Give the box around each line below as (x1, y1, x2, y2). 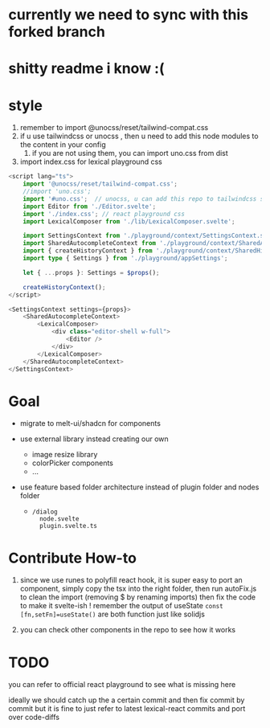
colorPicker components (31, 458, 114, 468)
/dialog (31, 508, 58, 516)
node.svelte (39, 515, 80, 523)
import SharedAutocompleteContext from (22, 239, 157, 247)
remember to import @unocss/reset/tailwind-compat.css (19, 123, 209, 133)
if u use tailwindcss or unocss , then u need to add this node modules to (19, 131, 259, 141)
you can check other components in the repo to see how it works (19, 625, 235, 635)
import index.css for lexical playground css (19, 157, 162, 166)
